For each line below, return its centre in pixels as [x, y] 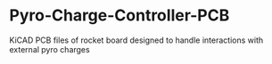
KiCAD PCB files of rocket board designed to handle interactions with [136, 40]
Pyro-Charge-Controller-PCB [120, 16]
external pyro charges [50, 49]
